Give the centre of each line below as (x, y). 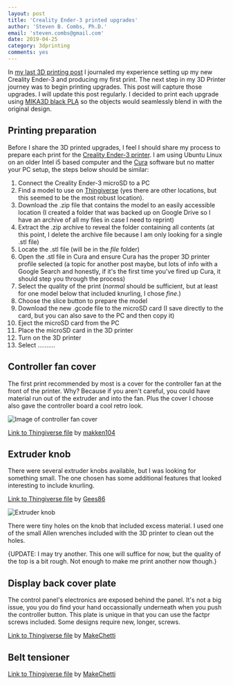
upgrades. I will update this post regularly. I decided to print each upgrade (113, 94)
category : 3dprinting (39, 46)
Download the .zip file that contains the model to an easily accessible (116, 205)
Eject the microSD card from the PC (68, 322)
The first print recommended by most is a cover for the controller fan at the (115, 383)
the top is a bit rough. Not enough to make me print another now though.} (112, 562)
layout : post (27, 14)
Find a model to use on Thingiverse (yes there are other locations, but (117, 190)
